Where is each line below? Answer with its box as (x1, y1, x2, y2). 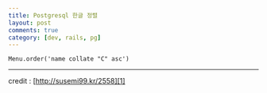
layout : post (8, 19, 52, 27)
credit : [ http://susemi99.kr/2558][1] (8, 76, 126, 86)
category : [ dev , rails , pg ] (8, 33, 102, 42)
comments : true (8, 26, 59, 34)
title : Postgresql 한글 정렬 (8, 11, 98, 20)
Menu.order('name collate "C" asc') (8, 55, 130, 63)
